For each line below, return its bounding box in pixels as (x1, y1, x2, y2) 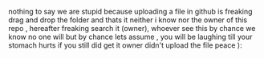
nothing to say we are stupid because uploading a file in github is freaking (8, 7, 253, 16)
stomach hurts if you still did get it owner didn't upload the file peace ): (8, 41, 242, 50)
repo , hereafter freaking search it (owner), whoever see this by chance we (8, 24, 256, 33)
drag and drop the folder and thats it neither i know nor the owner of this (8, 15, 247, 25)
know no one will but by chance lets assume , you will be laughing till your (8, 32, 253, 41)
